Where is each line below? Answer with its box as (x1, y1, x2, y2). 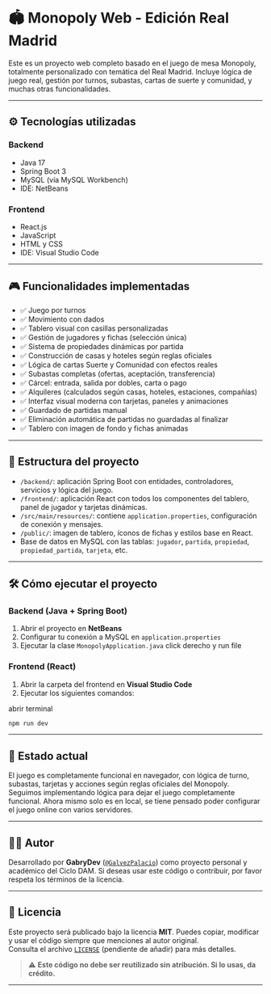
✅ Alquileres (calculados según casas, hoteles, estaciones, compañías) (19, 387, 258, 397)
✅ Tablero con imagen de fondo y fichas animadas (19, 423, 189, 433)
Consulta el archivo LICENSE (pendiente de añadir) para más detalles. (8, 944, 236, 954)
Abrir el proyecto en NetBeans (19, 624, 123, 634)
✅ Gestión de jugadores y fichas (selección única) (19, 332, 187, 342)
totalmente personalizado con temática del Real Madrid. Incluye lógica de (8, 66, 252, 76)
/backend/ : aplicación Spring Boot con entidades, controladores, (19, 476, 234, 486)
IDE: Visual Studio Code (19, 247, 99, 257)
